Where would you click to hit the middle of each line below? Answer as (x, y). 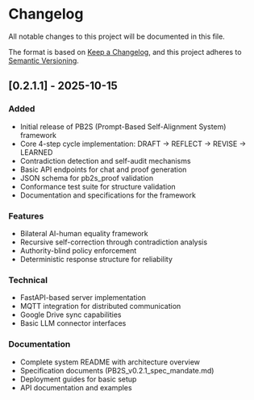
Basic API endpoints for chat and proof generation (103, 169)
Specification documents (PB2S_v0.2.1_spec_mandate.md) (117, 370)
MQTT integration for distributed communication (100, 306)
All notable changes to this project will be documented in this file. (117, 36)
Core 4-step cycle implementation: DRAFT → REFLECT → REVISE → (133, 144)
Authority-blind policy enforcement (78, 250)
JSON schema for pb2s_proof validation (87, 177)
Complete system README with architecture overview (110, 362)
